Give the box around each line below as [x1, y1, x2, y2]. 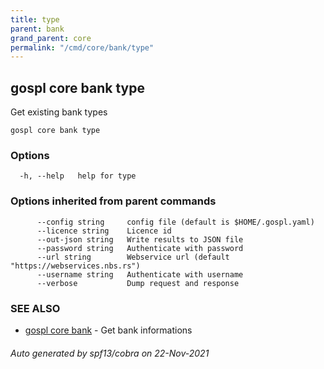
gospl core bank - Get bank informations [24, 324, 193, 336]
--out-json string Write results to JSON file [36, 234, 244, 245]
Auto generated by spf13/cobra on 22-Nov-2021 [10, 347, 210, 359]
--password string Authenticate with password [36, 243, 244, 253]
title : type [10, 14, 60, 25]
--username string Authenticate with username [36, 269, 244, 280]
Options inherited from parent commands [10, 194, 217, 208]
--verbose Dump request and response [36, 278, 240, 288]
